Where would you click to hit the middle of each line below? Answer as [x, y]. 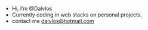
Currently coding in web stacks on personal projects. [77, 15]
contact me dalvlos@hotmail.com [53, 21]
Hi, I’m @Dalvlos [32, 9]
